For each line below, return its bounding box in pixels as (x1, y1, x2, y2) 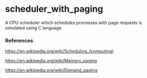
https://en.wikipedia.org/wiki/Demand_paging (5, 67, 98, 73)
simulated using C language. (5, 25, 63, 30)
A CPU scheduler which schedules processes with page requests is (5, 20, 142, 26)
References (5, 37, 33, 44)
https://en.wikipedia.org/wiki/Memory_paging (5, 58, 97, 64)
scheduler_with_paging (5, 3, 103, 15)
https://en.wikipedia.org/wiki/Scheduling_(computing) (5, 48, 114, 54)
